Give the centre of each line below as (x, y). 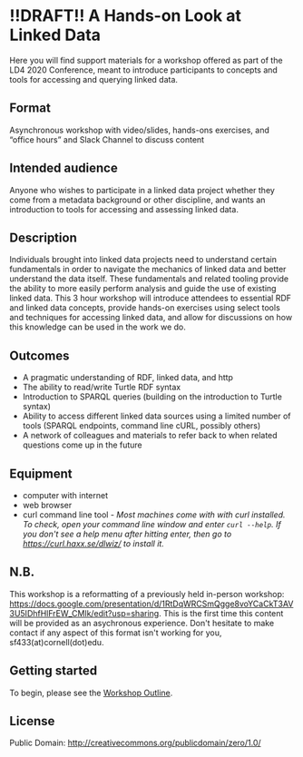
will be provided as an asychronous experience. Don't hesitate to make (142, 623)
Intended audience (64, 168)
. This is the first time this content (221, 613)
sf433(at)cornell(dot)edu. (57, 642)
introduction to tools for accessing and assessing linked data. (124, 209)
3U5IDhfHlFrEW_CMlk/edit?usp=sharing (84, 613)
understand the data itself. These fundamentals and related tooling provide (149, 279)
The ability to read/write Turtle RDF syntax (102, 388)
